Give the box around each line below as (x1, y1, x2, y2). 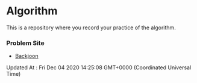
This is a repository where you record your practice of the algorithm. (6, 24, 176, 31)
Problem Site (6, 39, 45, 47)
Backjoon (14, 53, 39, 60)
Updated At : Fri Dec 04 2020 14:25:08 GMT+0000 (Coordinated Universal (6, 64, 192, 71)
